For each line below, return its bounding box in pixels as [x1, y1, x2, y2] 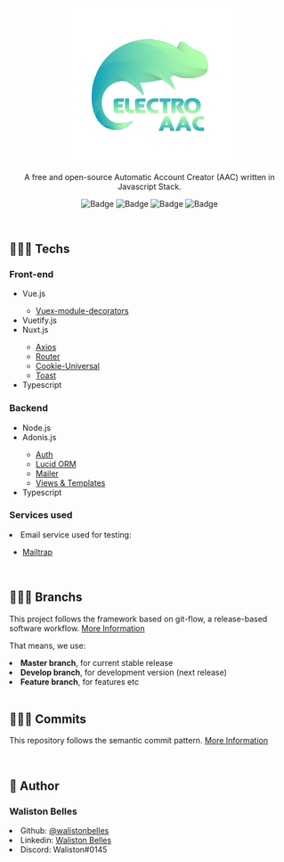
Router [35, 351, 61, 362]
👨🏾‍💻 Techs [9, 241, 70, 256]
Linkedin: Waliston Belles [20, 835, 112, 846]
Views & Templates [35, 477, 106, 488]
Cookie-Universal [35, 361, 101, 372]
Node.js [21, 422, 52, 433]
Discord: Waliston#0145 [20, 844, 108, 855]
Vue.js [21, 288, 46, 300]
